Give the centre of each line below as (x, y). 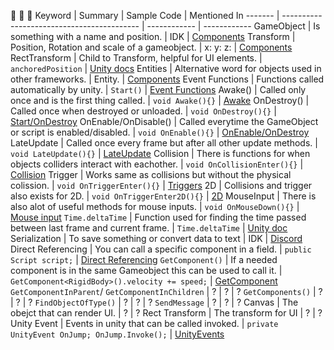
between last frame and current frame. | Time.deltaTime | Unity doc (149, 228)
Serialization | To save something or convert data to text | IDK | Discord (156, 238)
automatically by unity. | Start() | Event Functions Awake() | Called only (158, 89)
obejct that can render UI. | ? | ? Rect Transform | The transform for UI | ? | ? (166, 313)
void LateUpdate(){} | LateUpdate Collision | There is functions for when (160, 153)
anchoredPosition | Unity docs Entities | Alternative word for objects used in (166, 68)
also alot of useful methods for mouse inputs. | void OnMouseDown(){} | (155, 206)
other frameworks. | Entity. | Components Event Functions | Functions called (167, 79)
